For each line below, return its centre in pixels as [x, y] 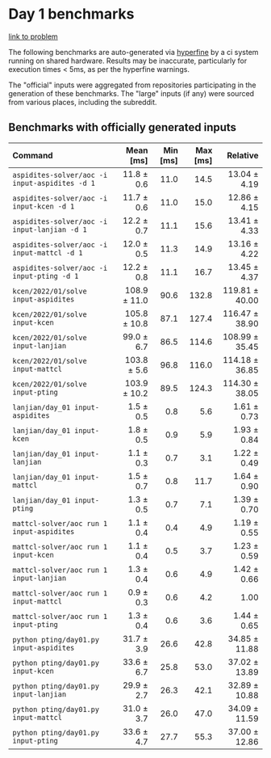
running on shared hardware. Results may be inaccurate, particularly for [128, 61]
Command [33, 155]
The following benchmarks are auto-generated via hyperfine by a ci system [133, 52]
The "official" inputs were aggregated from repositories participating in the [132, 85]
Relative [243, 155]
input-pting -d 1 [46, 276]
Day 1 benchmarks [71, 14]
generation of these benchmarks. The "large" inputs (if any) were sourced [131, 93]
